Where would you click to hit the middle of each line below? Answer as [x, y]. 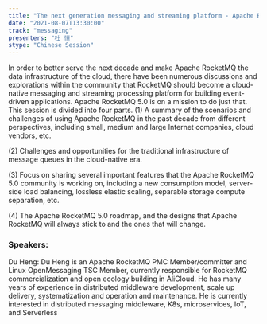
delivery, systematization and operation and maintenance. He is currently [128, 296]
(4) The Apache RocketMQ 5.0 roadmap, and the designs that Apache [123, 216]
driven [19, 102]
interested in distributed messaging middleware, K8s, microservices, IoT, [127, 304]
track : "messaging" [41, 30]
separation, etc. [34, 201]
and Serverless [33, 313]
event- [234, 93]
